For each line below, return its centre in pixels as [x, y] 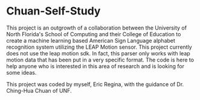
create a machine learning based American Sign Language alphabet [91, 40]
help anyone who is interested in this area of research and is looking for [95, 66]
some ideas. [21, 72]
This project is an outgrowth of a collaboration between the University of [97, 28]
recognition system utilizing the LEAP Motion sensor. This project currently [99, 47]
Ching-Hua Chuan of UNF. [39, 90]
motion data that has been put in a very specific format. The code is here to [100, 60]
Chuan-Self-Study [53, 11]
